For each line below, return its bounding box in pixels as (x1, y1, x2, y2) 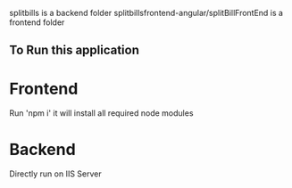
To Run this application (9, 43, 140, 58)
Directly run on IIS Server (9, 168, 102, 179)
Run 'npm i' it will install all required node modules (9, 108, 194, 119)
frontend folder (9, 17, 65, 28)
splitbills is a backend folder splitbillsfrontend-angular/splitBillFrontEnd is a (9, 8, 284, 18)
